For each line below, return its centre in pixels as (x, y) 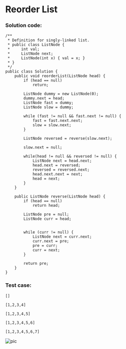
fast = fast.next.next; (57, 121)
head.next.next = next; (57, 174)
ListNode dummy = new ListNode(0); (61, 94)
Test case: (19, 285)
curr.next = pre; (51, 241)
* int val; (23, 49)
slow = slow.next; (52, 125)
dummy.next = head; (44, 98)
